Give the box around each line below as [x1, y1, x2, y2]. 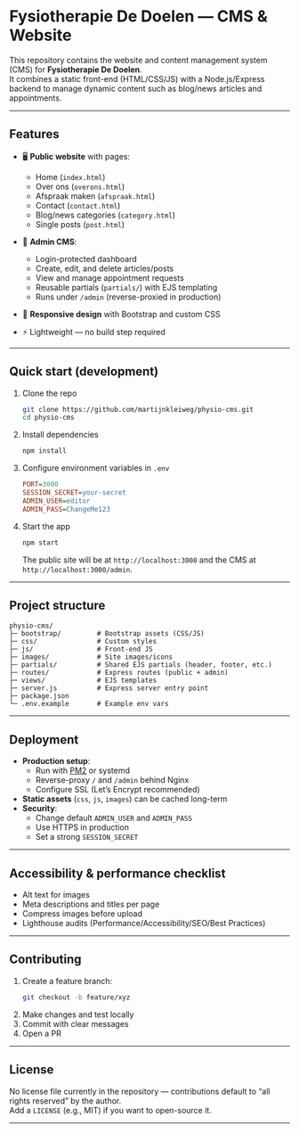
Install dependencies [21, 430, 100, 440]
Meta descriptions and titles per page [21, 899, 160, 909]
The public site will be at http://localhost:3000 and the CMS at [21, 554, 256, 565]
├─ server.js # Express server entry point [9, 684, 209, 693]
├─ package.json [9, 692, 69, 701]
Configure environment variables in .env [21, 463, 170, 473]
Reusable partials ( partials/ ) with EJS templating [35, 282, 218, 292]
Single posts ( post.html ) [35, 218, 125, 229]
